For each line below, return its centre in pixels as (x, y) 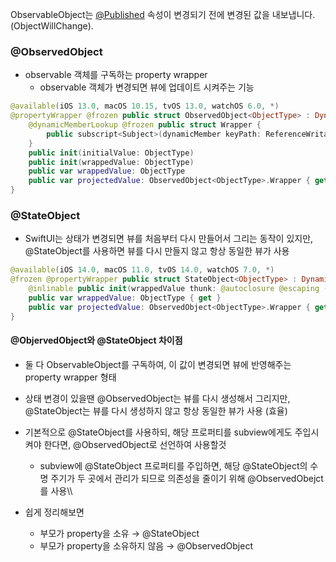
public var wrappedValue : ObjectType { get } (125, 298)
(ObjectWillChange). (52, 26)
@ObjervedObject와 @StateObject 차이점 (96, 340)
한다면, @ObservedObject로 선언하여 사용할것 (135, 444)
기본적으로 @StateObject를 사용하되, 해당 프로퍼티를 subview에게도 (158, 432)
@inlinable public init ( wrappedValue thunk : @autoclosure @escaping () (180, 289)
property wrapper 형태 (70, 377)
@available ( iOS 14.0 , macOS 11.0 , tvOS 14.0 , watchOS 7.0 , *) (142, 270)
